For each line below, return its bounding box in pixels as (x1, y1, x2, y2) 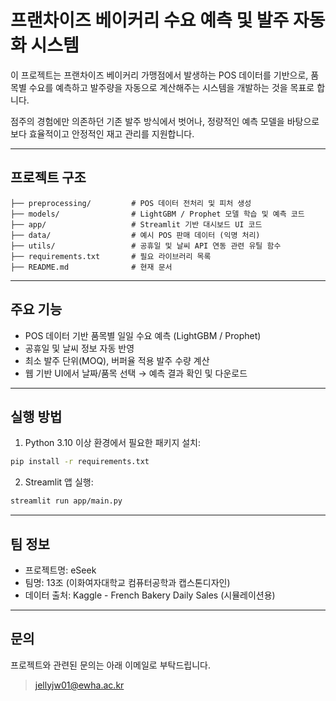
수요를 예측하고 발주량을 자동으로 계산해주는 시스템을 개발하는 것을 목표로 (28, 81, 315, 93)
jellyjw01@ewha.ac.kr (34, 679, 125, 691)
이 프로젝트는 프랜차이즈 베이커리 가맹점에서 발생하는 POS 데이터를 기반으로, (10, 69, 309, 81)
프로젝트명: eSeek (24, 564, 97, 576)
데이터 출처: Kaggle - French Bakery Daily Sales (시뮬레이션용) (24, 589, 276, 601)
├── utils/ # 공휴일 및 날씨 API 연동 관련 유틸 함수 (10, 241, 282, 251)
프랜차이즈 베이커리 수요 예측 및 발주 (10, 9, 290, 32)
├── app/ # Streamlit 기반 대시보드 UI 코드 (10, 219, 263, 230)
